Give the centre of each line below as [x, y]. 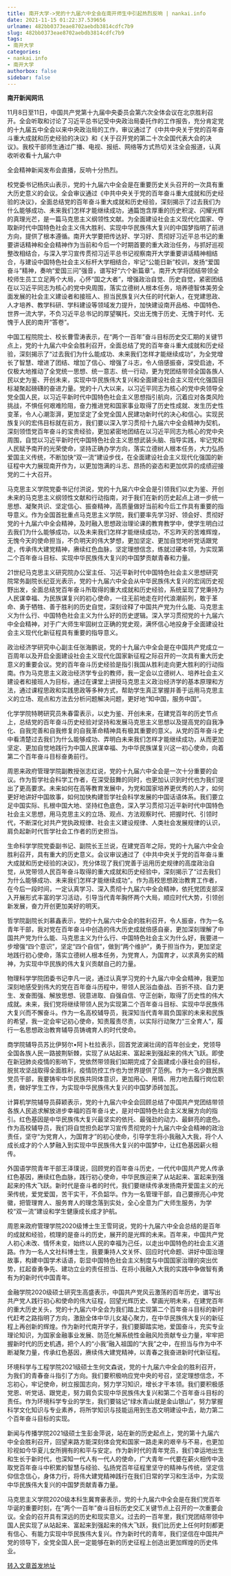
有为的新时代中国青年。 [40, 1277]
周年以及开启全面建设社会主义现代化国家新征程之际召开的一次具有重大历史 [118, 656]
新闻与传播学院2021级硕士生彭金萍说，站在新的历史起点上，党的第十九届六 [113, 1433]
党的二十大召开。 [31, 475]
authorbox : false [32, 71]
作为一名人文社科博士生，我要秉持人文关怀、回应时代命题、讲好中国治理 [121, 1252]
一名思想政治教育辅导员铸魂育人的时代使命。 [76, 1030]
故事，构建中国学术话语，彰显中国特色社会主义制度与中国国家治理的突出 [109, 1260]
